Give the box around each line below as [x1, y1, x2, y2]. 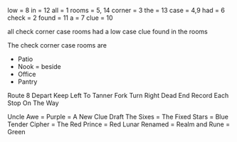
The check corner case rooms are [7, 41, 107, 49]
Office [17, 70, 36, 78]
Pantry [17, 77, 38, 86]
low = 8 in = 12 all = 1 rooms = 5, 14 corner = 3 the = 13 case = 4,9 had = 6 [7, 6, 226, 14]
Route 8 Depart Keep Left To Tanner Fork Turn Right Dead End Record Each [7, 92, 229, 99]
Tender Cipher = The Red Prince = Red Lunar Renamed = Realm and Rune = [7, 120, 230, 129]
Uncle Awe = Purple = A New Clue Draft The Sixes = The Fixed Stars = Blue [7, 113, 229, 121]
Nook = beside [17, 62, 62, 70]
